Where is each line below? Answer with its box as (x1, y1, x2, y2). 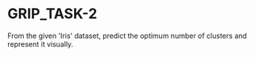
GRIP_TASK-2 (7, 5, 98, 23)
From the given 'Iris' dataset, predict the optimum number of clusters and (7, 31, 247, 40)
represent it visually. (7, 39, 74, 48)
